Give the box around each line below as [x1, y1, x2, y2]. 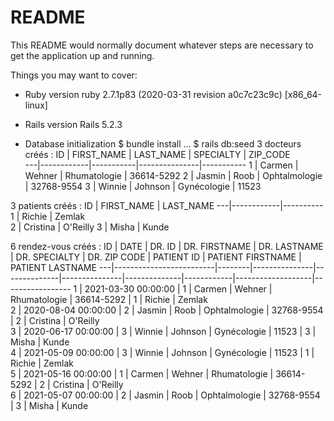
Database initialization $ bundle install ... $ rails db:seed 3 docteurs [24, 137, 302, 150]
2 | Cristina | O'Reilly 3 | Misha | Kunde [10, 221, 170, 233]
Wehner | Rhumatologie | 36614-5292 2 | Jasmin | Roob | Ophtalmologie [24, 169, 323, 181]
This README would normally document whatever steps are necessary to [10, 39, 314, 51]
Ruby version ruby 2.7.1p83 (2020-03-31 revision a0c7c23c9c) [24, 88, 283, 100]
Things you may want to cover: [10, 69, 138, 81]
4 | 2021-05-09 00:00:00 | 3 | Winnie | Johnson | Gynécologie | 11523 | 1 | [10, 346, 315, 358]
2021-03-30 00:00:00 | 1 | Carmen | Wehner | [84, 282, 273, 295]
